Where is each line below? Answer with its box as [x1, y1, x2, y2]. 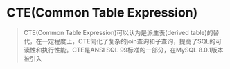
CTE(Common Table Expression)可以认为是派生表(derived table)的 [23, 28, 213, 37]
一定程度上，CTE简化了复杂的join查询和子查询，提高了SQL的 [42, 37, 216, 46]
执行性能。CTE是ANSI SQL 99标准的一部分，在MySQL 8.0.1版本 [42, 46, 224, 54]
